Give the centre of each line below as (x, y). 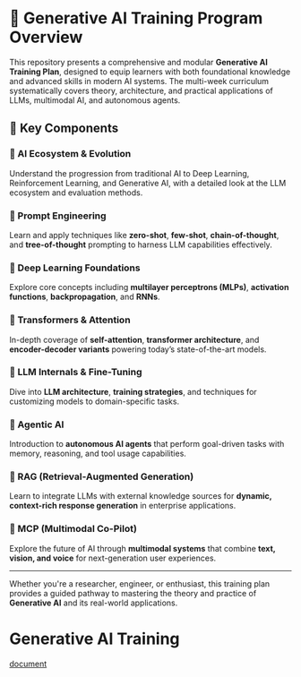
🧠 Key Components (64, 129)
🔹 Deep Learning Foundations (75, 268)
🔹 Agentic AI (37, 424)
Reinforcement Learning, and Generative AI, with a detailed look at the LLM (148, 183)
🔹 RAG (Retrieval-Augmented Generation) (102, 476)
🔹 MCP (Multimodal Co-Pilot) (73, 529)
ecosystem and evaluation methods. (76, 193)
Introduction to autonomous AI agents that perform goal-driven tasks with (147, 444)
